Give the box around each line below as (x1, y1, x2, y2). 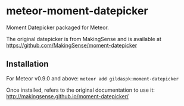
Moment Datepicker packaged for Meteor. (6, 24, 109, 31)
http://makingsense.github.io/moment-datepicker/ (6, 92, 129, 99)
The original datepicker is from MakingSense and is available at (6, 35, 162, 42)
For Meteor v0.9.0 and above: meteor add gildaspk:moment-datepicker (6, 74, 179, 82)
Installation (6, 59, 49, 69)
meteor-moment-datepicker (6, 4, 148, 18)
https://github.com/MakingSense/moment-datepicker (6, 42, 138, 49)
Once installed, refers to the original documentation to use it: (6, 86, 155, 93)
